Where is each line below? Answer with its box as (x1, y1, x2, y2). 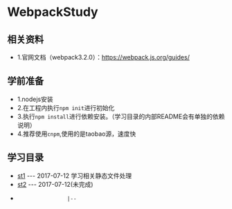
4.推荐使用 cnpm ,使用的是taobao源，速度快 (17, 129, 136, 138)
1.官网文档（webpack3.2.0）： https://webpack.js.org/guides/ (17, 53, 190, 61)
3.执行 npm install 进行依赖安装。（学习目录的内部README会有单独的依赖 (17, 112, 225, 120)
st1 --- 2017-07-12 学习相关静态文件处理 (17, 171, 132, 180)
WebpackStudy (7, 4, 98, 20)
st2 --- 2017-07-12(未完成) (17, 180, 93, 188)
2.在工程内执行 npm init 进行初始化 (17, 103, 115, 111)
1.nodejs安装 (17, 95, 53, 103)
